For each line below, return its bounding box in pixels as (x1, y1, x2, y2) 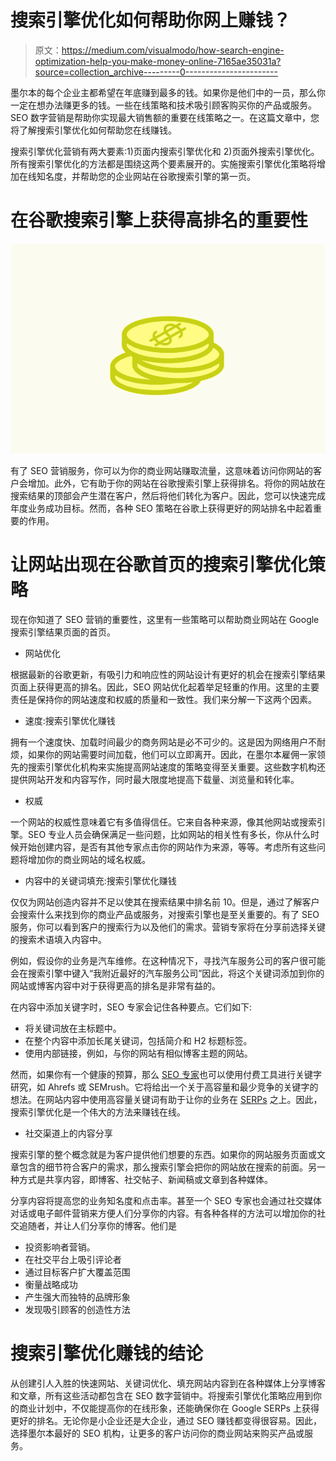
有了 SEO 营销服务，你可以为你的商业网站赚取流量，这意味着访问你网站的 (10, 464, 313, 476)
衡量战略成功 (24, 1278, 78, 1290)
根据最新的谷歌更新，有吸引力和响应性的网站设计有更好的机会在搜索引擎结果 (10, 668, 326, 680)
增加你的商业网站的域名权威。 (27, 853, 151, 865)
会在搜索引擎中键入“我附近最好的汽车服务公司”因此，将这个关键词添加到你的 (10, 967, 325, 979)
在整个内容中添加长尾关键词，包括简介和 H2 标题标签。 (24, 1034, 253, 1046)
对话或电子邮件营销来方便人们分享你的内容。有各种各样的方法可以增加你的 (10, 1207, 317, 1219)
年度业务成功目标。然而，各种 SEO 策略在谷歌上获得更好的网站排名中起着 (10, 502, 313, 514)
